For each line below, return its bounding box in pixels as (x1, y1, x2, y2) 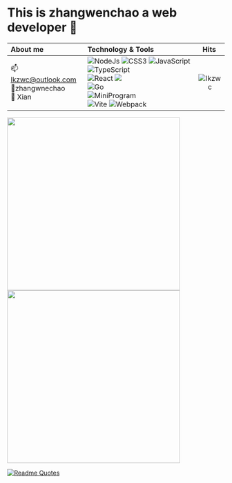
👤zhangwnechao (10, 84, 66, 93)
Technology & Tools (87, 44, 154, 54)
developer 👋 (7, 19, 78, 35)
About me (10, 44, 44, 54)
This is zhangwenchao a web (7, 5, 177, 21)
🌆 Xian (10, 92, 32, 102)
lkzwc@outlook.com (10, 75, 77, 84)
